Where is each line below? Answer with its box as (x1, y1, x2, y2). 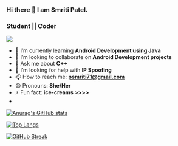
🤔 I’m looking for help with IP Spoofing (15, 66, 112, 74)
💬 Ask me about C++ (15, 60, 68, 68)
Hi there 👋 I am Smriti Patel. (6, 5, 88, 14)
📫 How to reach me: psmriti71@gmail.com (15, 73, 125, 81)
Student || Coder (6, 21, 56, 30)
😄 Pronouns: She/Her (15, 82, 71, 89)
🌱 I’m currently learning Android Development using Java (15, 47, 161, 54)
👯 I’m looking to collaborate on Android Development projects (15, 54, 172, 61)
